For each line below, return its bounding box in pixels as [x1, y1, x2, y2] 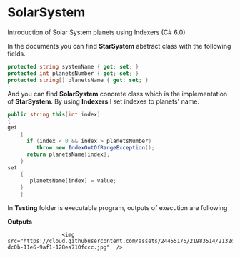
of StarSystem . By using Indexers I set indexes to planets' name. [7, 97, 200, 106]
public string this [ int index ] [7, 111, 101, 118]
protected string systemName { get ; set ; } [7, 63, 139, 70]
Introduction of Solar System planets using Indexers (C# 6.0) [7, 28, 186, 36]
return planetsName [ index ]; [26, 151, 111, 158]
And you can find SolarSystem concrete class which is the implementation [7, 89, 228, 98]
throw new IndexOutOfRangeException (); [36, 144, 155, 151]
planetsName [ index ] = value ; [29, 177, 116, 184]
